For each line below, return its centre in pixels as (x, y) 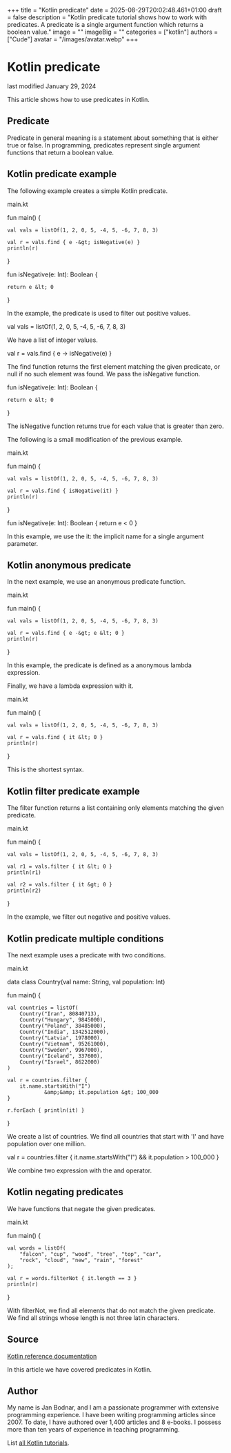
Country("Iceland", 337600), (61, 1056)
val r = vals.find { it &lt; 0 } (55, 738)
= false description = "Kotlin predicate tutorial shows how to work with (107, 17)
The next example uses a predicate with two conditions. (87, 955)
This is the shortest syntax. (46, 770)
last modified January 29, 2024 (52, 86)
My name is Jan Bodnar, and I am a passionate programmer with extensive (113, 1408)
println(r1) (24, 873)
